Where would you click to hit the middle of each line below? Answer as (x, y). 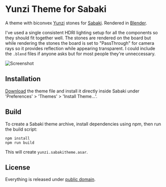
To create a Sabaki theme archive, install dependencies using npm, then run (83, 124)
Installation (23, 79)
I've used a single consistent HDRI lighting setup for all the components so (82, 32)
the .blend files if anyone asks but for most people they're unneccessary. (81, 54)
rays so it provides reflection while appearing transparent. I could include (80, 48)
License (18, 167)
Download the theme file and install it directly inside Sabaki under (72, 91)
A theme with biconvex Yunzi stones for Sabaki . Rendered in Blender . (76, 23)
